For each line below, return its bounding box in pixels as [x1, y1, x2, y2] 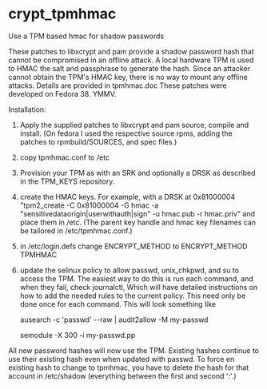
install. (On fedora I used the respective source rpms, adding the [19, 129, 233, 138]
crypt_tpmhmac [8, 5, 117, 23]
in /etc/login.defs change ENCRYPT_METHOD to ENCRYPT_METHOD [19, 241, 248, 251]
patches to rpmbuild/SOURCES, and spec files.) [19, 137, 177, 146]
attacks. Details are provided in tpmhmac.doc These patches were [8, 81, 227, 90]
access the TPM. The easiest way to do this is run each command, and [19, 273, 253, 284]
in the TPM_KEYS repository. [19, 177, 115, 186]
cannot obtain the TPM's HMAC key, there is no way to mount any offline [8, 72, 248, 81]
